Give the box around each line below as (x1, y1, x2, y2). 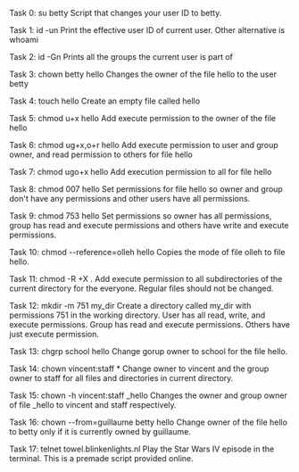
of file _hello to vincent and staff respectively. (9, 400, 177, 410)
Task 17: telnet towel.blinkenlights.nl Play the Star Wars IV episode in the (9, 443, 275, 454)
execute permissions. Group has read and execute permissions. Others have (9, 319, 290, 329)
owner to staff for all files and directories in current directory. (9, 373, 234, 383)
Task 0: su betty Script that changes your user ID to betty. (9, 8, 222, 18)
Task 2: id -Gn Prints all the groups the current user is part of (9, 52, 234, 62)
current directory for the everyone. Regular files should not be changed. (9, 283, 274, 294)
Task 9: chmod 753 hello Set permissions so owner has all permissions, (9, 211, 272, 221)
